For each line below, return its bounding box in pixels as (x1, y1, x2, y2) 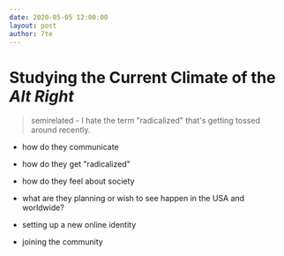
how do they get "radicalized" (21, 159, 131, 169)
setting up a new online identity (21, 220, 137, 230)
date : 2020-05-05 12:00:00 (9, 12, 108, 22)
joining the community (21, 237, 103, 247)
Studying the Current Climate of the (9, 67, 276, 87)
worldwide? (21, 202, 64, 213)
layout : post (9, 21, 57, 30)
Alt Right (9, 86, 75, 106)
